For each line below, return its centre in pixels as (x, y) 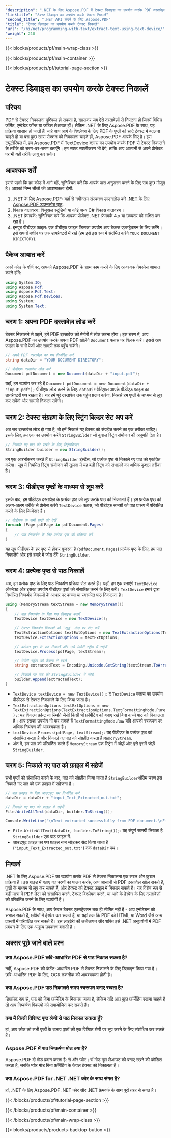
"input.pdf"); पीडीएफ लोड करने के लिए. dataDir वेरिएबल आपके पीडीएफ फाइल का (77, 390)
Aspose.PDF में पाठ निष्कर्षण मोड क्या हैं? (46, 1048)
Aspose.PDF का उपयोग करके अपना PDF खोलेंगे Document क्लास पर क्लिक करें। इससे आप (83, 340)
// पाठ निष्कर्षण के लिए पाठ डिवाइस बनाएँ (47, 614)
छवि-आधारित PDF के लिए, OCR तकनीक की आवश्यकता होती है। (59, 974)
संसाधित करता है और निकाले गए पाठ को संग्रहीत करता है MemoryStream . (72, 738)
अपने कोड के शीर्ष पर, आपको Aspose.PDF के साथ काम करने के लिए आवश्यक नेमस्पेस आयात (83, 267)
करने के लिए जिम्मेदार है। (25, 511)
